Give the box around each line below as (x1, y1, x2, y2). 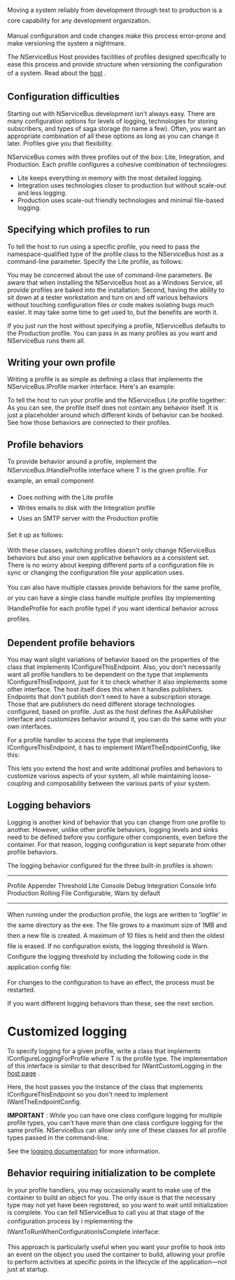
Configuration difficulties (7, 91, 120, 103)
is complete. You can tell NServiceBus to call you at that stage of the (7, 1208, 205, 1216)
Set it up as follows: (7, 530, 64, 540)
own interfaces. (7, 722, 52, 731)
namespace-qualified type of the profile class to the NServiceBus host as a (7, 250, 224, 258)
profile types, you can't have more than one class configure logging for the (7, 1118, 223, 1127)
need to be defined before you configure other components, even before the (7, 833, 228, 841)
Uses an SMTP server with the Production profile (17, 514, 159, 523)
